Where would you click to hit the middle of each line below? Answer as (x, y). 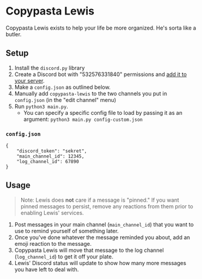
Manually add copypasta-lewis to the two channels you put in (91, 93)
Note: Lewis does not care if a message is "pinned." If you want (100, 200)
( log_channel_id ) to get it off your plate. (64, 256)
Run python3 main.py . (41, 106)
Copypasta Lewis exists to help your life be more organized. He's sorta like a (101, 28)
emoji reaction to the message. (53, 243)
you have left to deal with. (47, 269)
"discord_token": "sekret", (52, 151)
